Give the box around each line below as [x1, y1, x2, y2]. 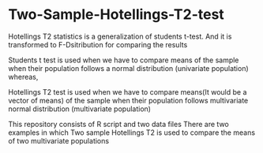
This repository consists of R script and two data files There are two [8, 119, 229, 129]
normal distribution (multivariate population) [8, 104, 152, 114]
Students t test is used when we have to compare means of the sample [8, 55, 239, 65]
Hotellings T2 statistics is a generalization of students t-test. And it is [8, 32, 232, 41]
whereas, [8, 72, 39, 81]
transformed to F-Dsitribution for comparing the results [8, 39, 188, 49]
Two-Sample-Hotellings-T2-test [8, 6, 225, 24]
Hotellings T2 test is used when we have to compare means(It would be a [8, 87, 247, 96]
